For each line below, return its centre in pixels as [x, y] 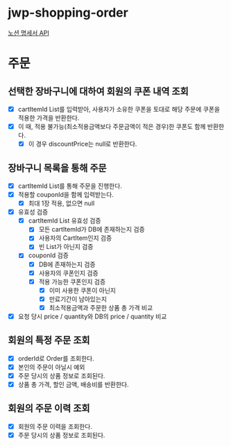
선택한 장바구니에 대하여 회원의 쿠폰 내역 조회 [99, 91]
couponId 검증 [48, 255]
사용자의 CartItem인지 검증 [75, 238]
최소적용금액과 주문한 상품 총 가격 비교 [101, 307]
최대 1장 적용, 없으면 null [61, 203]
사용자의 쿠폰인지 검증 [69, 273]
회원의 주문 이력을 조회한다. [55, 426]
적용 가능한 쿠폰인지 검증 [72, 282]
